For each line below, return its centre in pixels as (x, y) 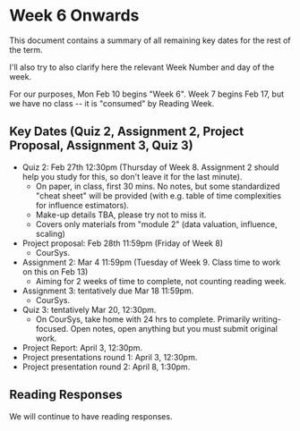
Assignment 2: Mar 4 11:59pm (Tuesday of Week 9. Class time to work (151, 262)
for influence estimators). (82, 205)
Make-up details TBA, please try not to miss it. (121, 215)
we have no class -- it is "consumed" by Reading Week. (112, 103)
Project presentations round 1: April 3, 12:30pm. (110, 357)
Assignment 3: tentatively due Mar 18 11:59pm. (108, 291)
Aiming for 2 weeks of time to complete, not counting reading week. (161, 281)
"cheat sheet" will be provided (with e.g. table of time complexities (159, 195)
